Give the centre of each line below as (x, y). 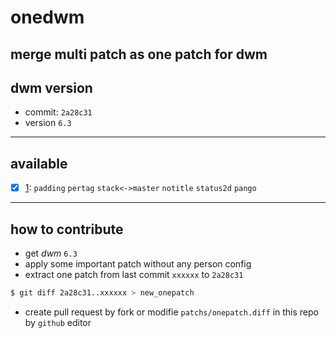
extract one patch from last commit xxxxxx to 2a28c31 (134, 275)
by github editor (58, 322)
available (39, 163)
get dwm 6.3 (51, 253)
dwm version (51, 87)
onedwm (47, 17)
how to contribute (67, 229)
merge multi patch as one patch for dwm (139, 54)
